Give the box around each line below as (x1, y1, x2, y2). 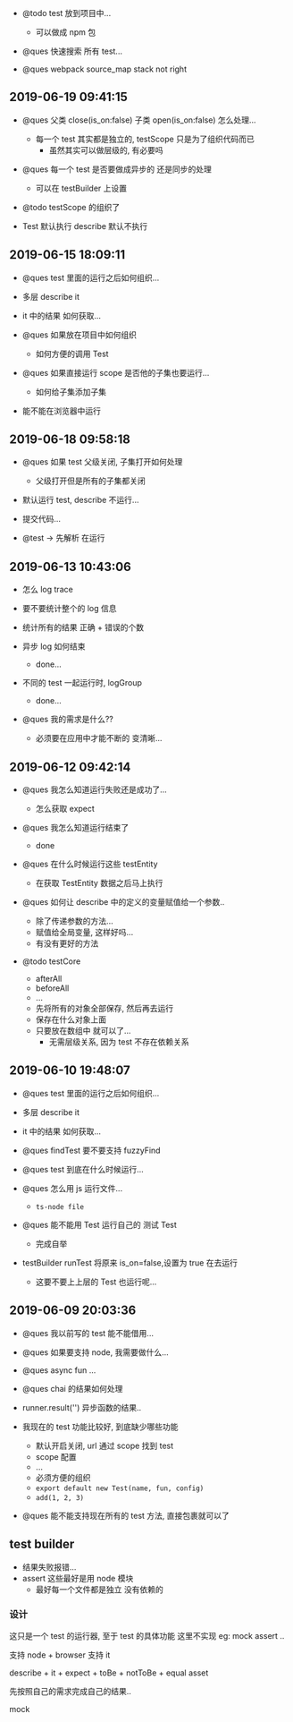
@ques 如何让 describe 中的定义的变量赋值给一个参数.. (21, 897, 225, 908)
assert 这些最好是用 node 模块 (21, 1573, 134, 1583)
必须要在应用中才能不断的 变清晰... (35, 733, 163, 744)
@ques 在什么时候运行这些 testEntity (21, 858, 158, 870)
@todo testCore (21, 956, 81, 967)
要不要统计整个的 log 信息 (21, 603, 118, 614)
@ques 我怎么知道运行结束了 (21, 823, 130, 833)
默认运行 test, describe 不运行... (21, 495, 139, 506)
